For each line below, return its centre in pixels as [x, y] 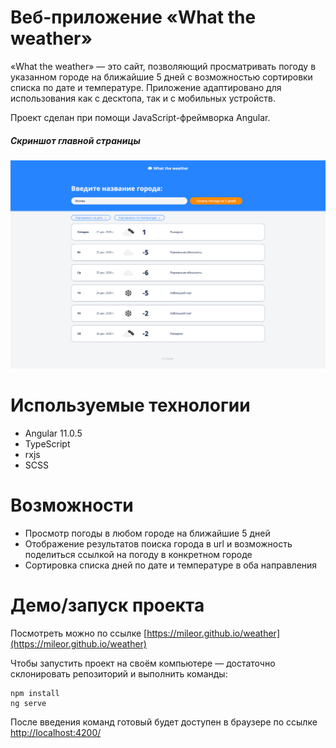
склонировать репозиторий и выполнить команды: [119, 673]
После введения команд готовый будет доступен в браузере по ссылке [164, 722]
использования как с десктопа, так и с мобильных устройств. [143, 98]
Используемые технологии [130, 405]
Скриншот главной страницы [75, 140]
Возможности [72, 505]
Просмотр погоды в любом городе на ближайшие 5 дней [147, 533]
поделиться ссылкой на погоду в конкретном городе [138, 554]
